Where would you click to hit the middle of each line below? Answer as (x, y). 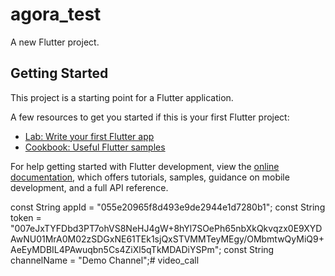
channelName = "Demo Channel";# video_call (105, 260)
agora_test (56, 14)
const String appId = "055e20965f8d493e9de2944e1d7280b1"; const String (168, 207)
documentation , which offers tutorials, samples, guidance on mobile (150, 177)
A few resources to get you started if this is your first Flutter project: (150, 117)
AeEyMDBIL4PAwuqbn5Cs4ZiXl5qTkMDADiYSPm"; (116, 249)
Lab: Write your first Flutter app (89, 136)
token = (26, 217)
